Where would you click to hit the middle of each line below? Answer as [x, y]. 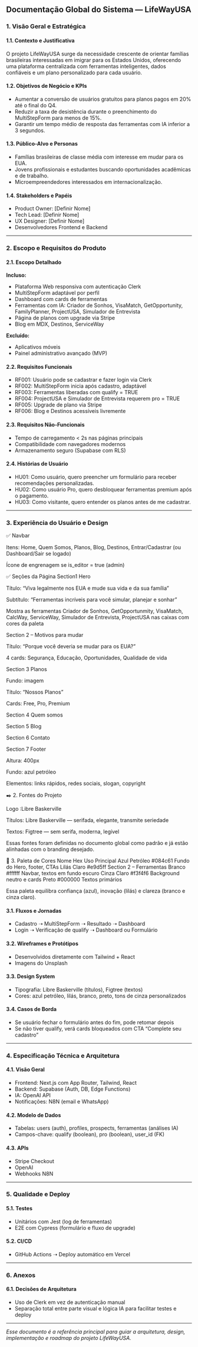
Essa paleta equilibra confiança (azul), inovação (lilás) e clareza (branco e [96, 891]
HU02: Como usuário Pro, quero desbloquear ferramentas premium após [103, 489]
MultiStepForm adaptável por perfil [57, 293]
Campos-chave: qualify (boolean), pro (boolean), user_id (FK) [90, 1134]
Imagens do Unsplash [41, 963]
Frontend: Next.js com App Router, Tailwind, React [76, 1083]
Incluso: [16, 275]
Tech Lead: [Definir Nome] [47, 215]
